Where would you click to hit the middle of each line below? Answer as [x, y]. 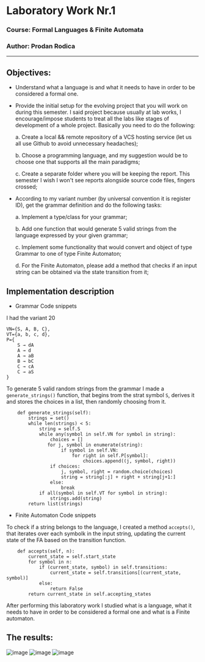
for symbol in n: [50, 562]
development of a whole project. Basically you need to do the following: [105, 125]
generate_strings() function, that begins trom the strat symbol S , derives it [101, 395]
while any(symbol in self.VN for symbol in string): [107, 434]
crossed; [26, 187]
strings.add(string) [76, 499]
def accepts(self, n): [46, 551]
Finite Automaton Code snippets [56, 515]
